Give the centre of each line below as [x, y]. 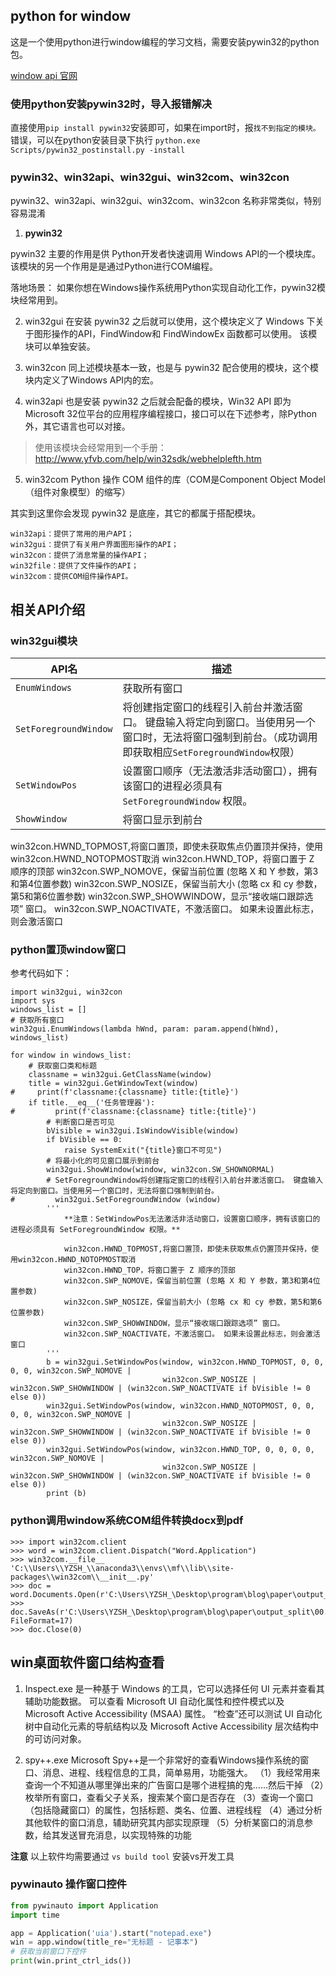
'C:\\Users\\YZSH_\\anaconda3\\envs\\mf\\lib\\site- [122, 1568]
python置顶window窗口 [68, 950]
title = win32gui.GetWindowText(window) [113, 1084]
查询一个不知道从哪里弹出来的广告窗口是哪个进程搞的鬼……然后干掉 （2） [174, 1785]
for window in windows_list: [71, 1055]
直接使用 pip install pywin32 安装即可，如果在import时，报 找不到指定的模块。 [165, 128]
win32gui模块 [44, 641]
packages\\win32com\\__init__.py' [82, 1577]
